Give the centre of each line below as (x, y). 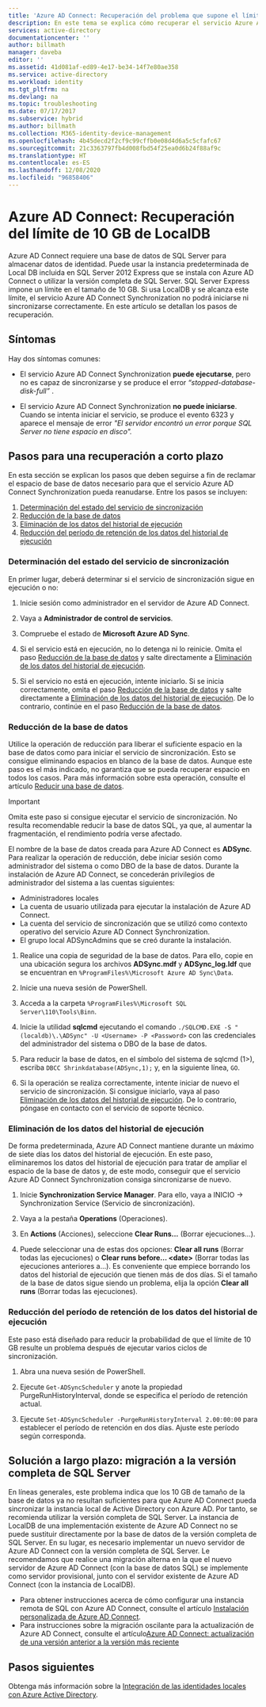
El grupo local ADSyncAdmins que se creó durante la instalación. (125, 941)
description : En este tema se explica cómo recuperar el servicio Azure (131, 23)
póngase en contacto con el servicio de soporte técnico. (112, 1108)
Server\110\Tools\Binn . (58, 1012)
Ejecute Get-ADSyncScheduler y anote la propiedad (101, 1387)
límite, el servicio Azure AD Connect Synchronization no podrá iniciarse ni (129, 297)
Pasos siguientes (51, 1667)
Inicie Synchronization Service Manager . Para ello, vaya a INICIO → (131, 1195)
